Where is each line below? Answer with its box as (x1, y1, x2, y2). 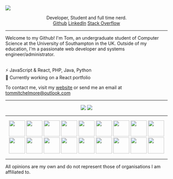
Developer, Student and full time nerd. (46, 15, 127, 21)
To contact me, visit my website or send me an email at (5, 84, 122, 91)
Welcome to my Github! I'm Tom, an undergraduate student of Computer (5, 35, 159, 41)
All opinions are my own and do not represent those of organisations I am (5, 164, 161, 169)
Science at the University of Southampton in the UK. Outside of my (5, 41, 147, 46)
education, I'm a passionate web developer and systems (5, 46, 125, 52)
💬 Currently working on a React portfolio (5, 75, 91, 80)
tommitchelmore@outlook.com (5, 90, 71, 96)
